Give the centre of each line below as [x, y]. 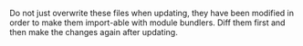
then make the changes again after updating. [94, 32]
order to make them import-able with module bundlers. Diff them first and [147, 23]
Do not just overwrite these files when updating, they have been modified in [152, 13]
